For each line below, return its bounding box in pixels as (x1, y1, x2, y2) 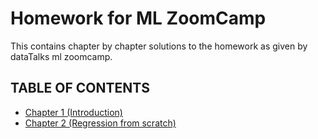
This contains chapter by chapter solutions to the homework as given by (10, 40, 308, 52)
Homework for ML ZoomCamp (10, 7, 267, 30)
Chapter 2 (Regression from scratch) (24, 117, 177, 129)
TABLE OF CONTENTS (10, 80, 150, 97)
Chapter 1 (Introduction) (24, 106, 123, 118)
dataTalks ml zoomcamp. (10, 50, 113, 62)
